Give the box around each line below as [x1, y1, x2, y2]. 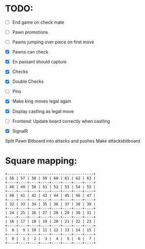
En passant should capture [12, 59, 67, 65]
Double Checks [12, 78, 44, 84]
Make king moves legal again [12, 98, 72, 104]
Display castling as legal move [12, 108, 74, 114]
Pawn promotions [12, 29, 48, 35]
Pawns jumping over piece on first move [12, 39, 95, 45]
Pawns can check [12, 49, 48, 55]
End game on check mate [12, 19, 65, 25]
